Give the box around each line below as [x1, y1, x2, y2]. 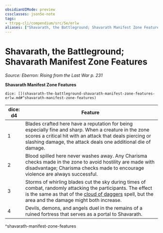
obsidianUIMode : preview [5, 7, 55, 12]
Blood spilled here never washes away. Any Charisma [25, 152, 147, 159]
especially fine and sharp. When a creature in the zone [25, 127, 149, 133]
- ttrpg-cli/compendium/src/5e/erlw [5, 20, 79, 26]
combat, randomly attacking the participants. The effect [25, 185, 152, 192]
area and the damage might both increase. [25, 197, 122, 204]
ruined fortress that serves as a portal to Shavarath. [25, 211, 143, 217]
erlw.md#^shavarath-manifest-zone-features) [5, 96, 97, 100]
